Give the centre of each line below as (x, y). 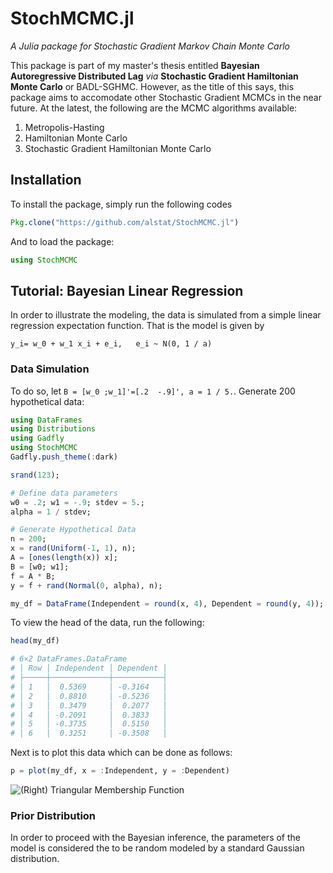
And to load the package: (62, 241)
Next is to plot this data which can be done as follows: (121, 753)
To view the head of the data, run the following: (107, 623)
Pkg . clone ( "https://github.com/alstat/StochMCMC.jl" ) (125, 222)
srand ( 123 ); (35, 475)
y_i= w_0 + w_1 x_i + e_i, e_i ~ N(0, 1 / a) (111, 344)
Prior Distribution (53, 816)
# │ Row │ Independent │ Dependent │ (89, 668)
